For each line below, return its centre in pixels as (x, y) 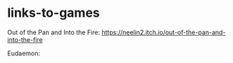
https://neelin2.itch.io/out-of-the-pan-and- (164, 32)
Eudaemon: (24, 53)
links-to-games (53, 13)
